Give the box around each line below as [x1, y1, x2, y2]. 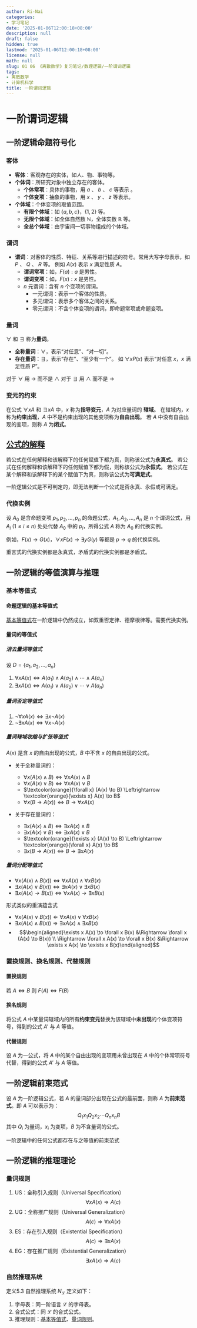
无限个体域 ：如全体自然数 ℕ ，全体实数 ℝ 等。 [23, 215, 134, 223]
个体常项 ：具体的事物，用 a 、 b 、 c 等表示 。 [23, 186, 136, 193]
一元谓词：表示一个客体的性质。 [32, 290, 110, 297]
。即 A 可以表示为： [11, 1102, 59, 1110]
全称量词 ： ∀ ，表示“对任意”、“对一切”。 [14, 348, 112, 355]
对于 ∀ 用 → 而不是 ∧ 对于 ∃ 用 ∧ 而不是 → [6, 375, 115, 383]
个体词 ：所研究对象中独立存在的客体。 [14, 178, 108, 185]
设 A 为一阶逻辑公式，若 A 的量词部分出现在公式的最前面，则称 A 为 [6, 1095, 170, 1102]
